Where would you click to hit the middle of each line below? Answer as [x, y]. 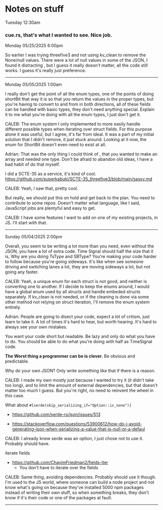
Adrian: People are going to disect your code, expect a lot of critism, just [77, 317]
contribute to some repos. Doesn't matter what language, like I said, [73, 203]
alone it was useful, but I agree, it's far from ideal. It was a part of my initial [80, 134]
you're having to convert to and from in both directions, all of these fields [78, 104]
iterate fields [17, 453]
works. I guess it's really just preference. [46, 70]
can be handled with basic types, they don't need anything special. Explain [80, 109]
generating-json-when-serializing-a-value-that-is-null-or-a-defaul [79, 429]
